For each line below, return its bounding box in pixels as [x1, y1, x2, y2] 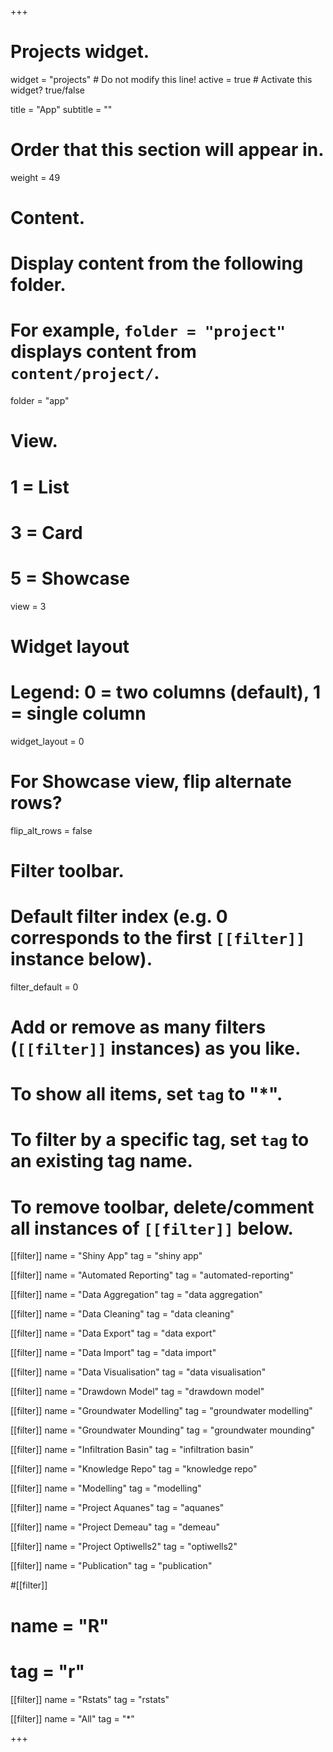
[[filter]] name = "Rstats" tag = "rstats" [10, 1693, 170, 1705]
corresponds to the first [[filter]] [10, 927, 306, 950]
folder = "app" [10, 395, 70, 407]
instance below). [10, 948, 153, 971]
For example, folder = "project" [10, 319, 286, 342]
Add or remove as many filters [10, 1016, 267, 1039]
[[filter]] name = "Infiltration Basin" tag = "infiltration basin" [10, 1444, 254, 1456]
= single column [10, 702, 147, 725]
